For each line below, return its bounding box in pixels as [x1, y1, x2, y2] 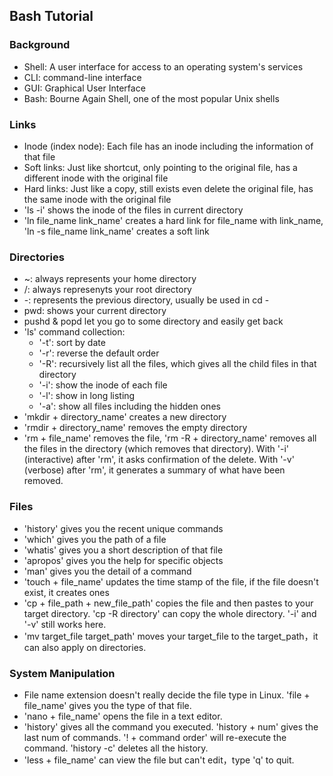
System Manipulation [9, 666, 116, 680]
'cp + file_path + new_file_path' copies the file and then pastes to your [23, 597, 314, 609]
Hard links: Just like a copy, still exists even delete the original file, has [23, 182, 314, 194]
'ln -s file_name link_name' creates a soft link [23, 225, 210, 237]
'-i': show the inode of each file [38, 379, 168, 391]
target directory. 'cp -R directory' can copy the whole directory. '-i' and [23, 607, 317, 619]
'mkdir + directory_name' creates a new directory [23, 411, 227, 423]
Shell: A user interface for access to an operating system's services [23, 60, 304, 73]
